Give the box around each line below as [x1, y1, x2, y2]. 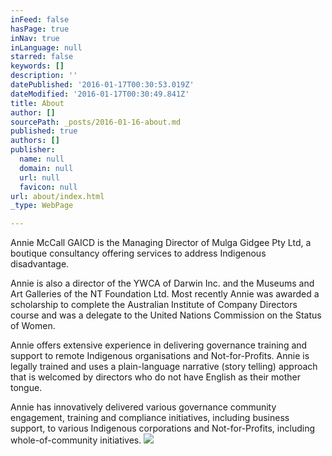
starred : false [10, 52, 74, 62]
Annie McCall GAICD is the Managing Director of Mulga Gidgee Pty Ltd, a [10, 237, 312, 249]
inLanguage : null [10, 42, 83, 53]
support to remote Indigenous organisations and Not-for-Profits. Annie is [10, 350, 310, 362]
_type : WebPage [10, 201, 74, 211]
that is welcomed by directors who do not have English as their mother [10, 371, 301, 383]
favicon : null [19, 182, 78, 192]
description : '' [10, 71, 78, 81]
